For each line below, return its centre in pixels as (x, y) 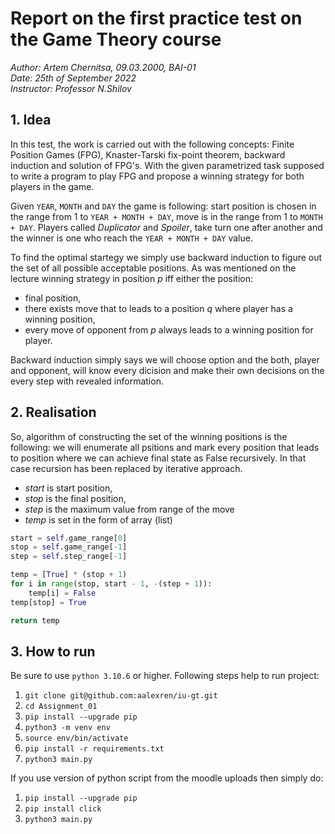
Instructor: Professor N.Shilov (71, 88)
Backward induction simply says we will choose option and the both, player (165, 359)
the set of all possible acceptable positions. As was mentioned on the (153, 268)
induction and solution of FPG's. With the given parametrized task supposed (167, 165)
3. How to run (53, 651)
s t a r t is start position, (68, 488)
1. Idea (31, 120)
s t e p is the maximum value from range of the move (129, 509)
